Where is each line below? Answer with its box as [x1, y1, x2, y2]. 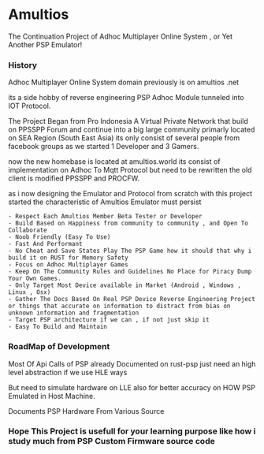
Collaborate [8, 226, 47, 234]
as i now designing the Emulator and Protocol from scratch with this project [8, 189, 253, 199]
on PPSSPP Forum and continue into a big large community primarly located [8, 125, 255, 135]
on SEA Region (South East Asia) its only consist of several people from [8, 133, 240, 143]
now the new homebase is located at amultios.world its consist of [8, 157, 221, 166]
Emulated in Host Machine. [8, 391, 96, 400]
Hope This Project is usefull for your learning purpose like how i [8, 426, 256, 437]
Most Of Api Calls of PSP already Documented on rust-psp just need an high [8, 359, 256, 368]
